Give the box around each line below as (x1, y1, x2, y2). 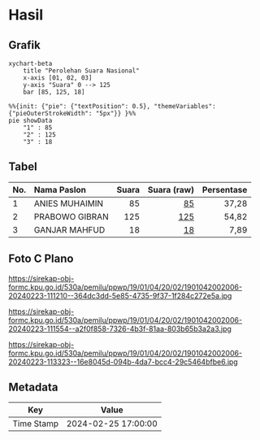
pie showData (8, 116, 53, 124)
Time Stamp (12, 418, 59, 429)
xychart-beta (8, 59, 53, 68)
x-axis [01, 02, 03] (23, 74, 93, 82)
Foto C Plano (8, 252, 74, 266)
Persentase (201, 184, 248, 195)
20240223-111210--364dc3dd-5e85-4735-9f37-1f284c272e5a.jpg (8, 290, 232, 300)
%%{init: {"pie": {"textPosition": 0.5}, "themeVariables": (8, 102, 217, 111)
